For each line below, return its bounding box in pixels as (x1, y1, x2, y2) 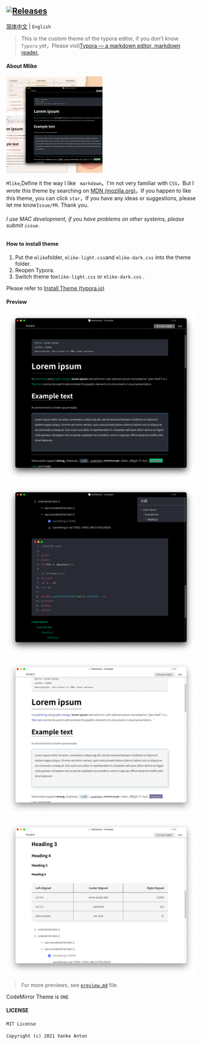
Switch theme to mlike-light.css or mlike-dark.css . (14, 272, 145, 280)
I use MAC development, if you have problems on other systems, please (6, 215, 185, 222)
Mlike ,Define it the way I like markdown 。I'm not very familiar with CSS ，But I (6, 180, 194, 187)
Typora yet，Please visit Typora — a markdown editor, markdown (20, 42, 181, 49)
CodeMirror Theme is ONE (6, 993, 69, 1000)
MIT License (6, 1021, 36, 1028)
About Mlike (6, 63, 37, 70)
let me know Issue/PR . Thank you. (6, 201, 89, 209)
